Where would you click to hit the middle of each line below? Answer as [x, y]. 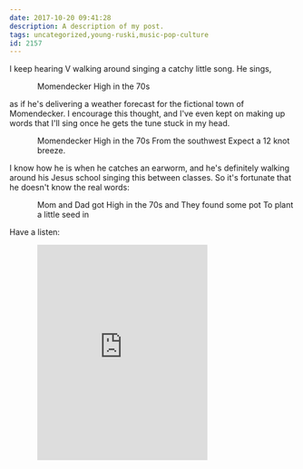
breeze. [52, 151]
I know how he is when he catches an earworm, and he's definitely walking [150, 168]
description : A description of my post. [87, 26]
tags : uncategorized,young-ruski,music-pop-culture [109, 34]
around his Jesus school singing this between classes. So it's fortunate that [151, 178]
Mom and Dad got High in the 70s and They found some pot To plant [166, 205]
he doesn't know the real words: [69, 188]
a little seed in [64, 215]
